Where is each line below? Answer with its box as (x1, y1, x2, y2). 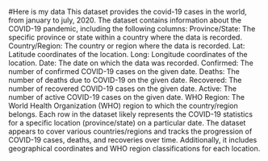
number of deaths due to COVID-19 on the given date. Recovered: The (8, 76, 242, 85)
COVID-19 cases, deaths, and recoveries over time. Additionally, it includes (8, 135, 258, 144)
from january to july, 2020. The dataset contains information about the (8, 15, 242, 25)
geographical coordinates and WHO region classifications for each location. (8, 144, 261, 153)
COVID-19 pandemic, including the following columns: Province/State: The (8, 24, 256, 33)
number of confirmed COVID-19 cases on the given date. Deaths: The (8, 67, 241, 76)
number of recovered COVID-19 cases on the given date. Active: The (8, 84, 237, 93)
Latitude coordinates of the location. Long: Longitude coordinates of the (8, 50, 248, 59)
